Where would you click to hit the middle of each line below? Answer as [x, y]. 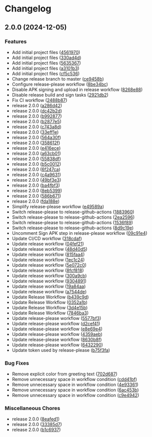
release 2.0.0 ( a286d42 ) [37, 105]
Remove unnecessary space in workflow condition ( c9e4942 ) [75, 395]
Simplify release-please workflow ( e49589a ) [58, 206]
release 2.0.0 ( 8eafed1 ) [36, 419]
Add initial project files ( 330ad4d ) [46, 58]
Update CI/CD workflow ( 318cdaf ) [47, 238]
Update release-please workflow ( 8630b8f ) [57, 339]
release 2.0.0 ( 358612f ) [36, 143]
